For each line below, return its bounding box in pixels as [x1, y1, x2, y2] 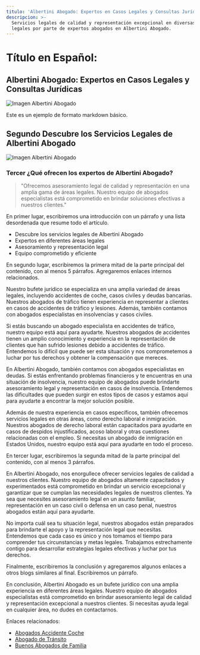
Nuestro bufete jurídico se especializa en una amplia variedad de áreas [6, 286, 180, 293]
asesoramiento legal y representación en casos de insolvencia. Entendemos [6, 385, 193, 392]
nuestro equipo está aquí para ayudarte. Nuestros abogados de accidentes [6, 329, 190, 336]
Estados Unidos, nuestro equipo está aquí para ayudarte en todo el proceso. [6, 441, 193, 448]
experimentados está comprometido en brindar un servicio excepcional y [6, 483, 186, 490]
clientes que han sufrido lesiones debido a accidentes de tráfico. [6, 341, 165, 349]
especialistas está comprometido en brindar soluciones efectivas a [20, 195, 185, 202]
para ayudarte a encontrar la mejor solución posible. [6, 397, 135, 404]
